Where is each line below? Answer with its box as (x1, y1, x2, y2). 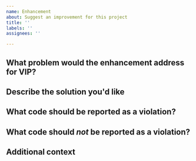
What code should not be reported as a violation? (6, 127, 190, 137)
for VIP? (6, 67, 36, 77)
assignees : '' (6, 31, 41, 37)
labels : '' (6, 25, 33, 31)
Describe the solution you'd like (6, 87, 125, 97)
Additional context (6, 147, 75, 157)
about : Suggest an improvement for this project (6, 14, 128, 20)
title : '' (6, 19, 31, 25)
